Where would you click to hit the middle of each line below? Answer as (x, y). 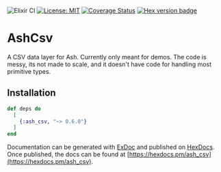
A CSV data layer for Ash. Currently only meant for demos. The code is (107, 57)
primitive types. (29, 71)
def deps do (24, 109)
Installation (31, 93)
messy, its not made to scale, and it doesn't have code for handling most (109, 64)
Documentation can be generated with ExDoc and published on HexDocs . (111, 147)
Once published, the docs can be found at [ (68, 154)
